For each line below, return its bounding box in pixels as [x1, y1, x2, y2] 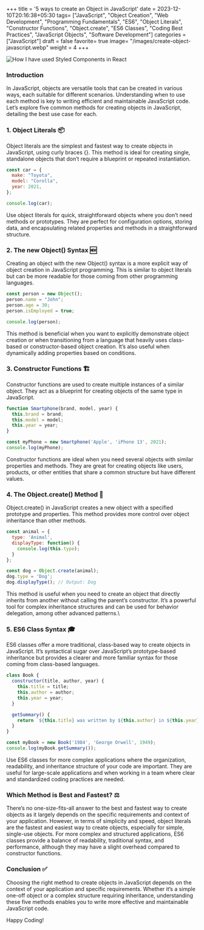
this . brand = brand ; [12, 411, 64, 417]
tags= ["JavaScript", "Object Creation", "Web [56, 12, 169, 19]
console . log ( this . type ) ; [17, 545, 80, 552]
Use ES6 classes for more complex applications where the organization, [6, 756, 186, 763]
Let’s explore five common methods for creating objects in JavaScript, [6, 104, 182, 111]
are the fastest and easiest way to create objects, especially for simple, [6, 824, 184, 832]
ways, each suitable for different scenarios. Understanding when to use [6, 91, 185, 98]
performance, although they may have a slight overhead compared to [6, 843, 180, 850]
